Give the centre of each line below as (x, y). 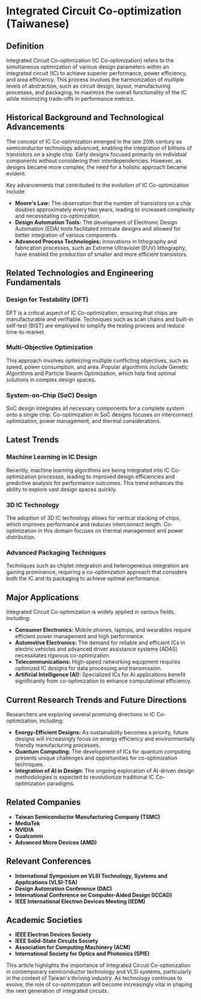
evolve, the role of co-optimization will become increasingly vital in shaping (99, 984)
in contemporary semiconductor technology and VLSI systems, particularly (99, 972)
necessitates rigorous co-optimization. (63, 656)
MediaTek (27, 823)
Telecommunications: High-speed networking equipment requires (97, 662)
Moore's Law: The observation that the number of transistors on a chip (103, 203)
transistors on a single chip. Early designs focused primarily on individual (97, 154)
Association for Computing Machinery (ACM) (73, 947)
